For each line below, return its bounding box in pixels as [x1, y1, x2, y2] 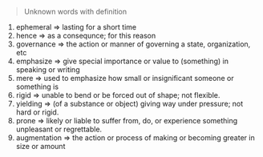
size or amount [15, 142, 66, 151]
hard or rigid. [15, 107, 59, 117]
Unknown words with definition [23, 7, 127, 16]
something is [15, 82, 59, 91]
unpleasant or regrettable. [15, 124, 103, 134]
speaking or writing [15, 65, 80, 74]
